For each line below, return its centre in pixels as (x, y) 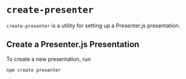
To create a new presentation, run (49, 59)
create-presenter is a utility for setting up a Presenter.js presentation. (93, 25)
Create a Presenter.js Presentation (73, 44)
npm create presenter (34, 70)
